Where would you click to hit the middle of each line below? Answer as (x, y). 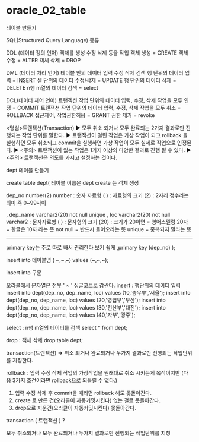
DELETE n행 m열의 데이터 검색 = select (52, 87)
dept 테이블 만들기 (28, 170)
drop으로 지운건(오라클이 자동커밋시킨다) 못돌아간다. (75, 408)
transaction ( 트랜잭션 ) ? (36, 420)
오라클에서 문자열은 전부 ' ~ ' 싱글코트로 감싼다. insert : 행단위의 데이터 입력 (93, 285)
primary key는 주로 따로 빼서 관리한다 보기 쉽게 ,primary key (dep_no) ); (91, 247)
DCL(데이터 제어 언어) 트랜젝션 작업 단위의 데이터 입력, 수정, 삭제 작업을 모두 (94, 100)
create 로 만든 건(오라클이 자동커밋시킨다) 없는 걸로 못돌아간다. (88, 400)
